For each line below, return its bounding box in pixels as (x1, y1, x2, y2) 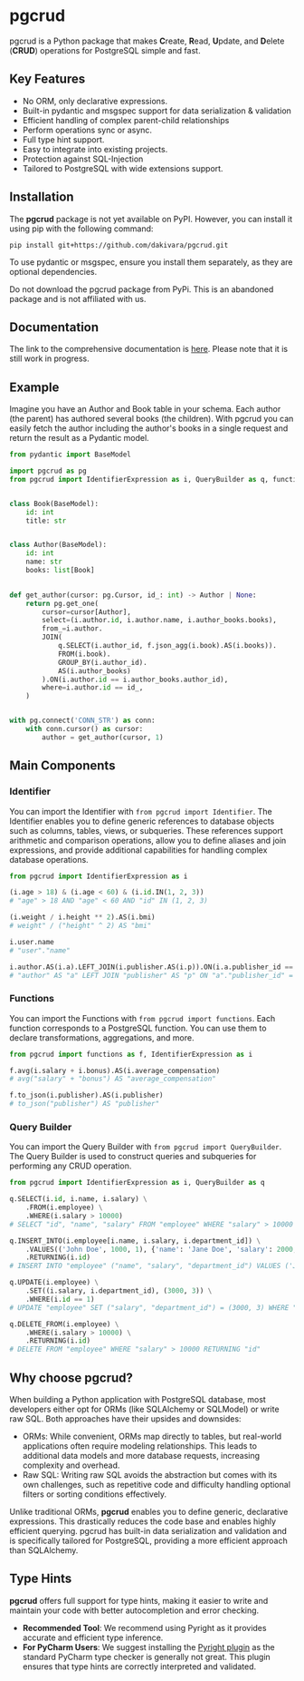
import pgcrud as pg (9, 466, 88, 476)
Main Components (9, 758, 116, 774)
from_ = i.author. (42, 624, 103, 633)
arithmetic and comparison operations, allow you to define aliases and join (9, 835, 287, 845)
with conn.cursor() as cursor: (25, 725, 144, 734)
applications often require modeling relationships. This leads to (22, 1441, 258, 1451)
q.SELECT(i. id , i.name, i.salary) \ (9, 1195, 147, 1204)
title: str (25, 516, 67, 525)
